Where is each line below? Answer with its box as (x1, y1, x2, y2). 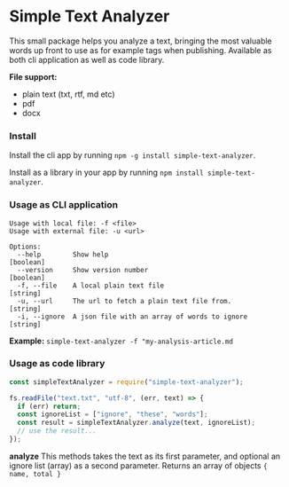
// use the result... (17, 427, 98, 436)
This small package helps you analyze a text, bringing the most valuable (9, 35, 272, 46)
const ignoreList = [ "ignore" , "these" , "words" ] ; (17, 410, 208, 419)
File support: (9, 71, 58, 82)
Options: (9, 242, 42, 251)
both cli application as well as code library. (9, 54, 165, 65)
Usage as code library (9, 357, 105, 370)
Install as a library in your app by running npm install (9, 167, 204, 178)
